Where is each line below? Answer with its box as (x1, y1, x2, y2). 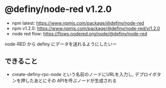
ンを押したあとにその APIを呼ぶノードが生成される (11, 77, 117, 83)
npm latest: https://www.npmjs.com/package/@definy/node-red (11, 20, 144, 26)
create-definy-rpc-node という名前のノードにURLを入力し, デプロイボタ (11, 71, 161, 77)
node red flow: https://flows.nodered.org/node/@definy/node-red (11, 30, 147, 36)
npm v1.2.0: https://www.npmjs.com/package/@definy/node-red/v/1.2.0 (11, 25, 160, 31)
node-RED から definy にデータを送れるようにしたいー (4, 41, 117, 47)
